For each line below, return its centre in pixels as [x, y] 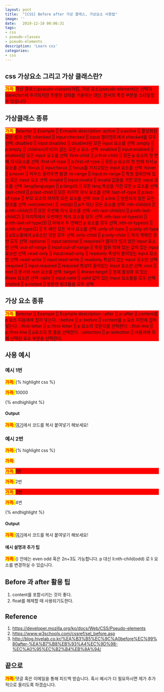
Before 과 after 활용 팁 [38, 582]
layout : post [18, 10]
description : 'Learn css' [31, 46]
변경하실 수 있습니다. [34, 565]
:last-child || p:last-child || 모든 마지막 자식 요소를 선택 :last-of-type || [73, 192]
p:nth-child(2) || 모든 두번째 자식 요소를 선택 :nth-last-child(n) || [67, 210]
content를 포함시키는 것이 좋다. [42, 595]
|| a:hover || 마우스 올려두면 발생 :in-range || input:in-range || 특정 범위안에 [78, 174]
